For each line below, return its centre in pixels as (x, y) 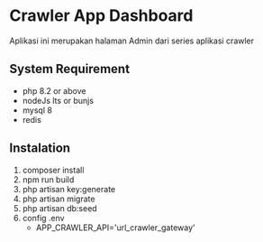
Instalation (40, 149)
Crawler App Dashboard (101, 16)
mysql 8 (37, 110)
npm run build (48, 179)
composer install (53, 170)
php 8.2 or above (54, 90)
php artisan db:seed (59, 208)
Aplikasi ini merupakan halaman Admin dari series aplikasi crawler (132, 41)
